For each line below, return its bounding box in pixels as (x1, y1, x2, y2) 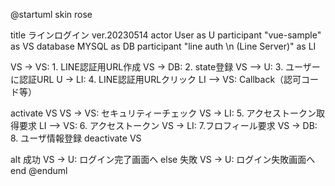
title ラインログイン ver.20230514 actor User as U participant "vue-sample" (10, 29, 322, 41)
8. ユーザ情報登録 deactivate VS (10, 132, 142, 144)
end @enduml (10, 165, 68, 176)
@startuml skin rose (10, 9, 93, 20)
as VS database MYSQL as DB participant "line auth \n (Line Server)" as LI (10, 40, 317, 52)
